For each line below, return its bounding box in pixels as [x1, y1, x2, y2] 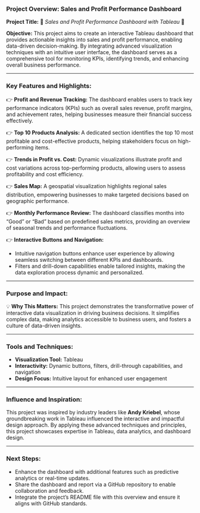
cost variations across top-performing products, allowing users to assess [6, 164, 186, 171]
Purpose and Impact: [6, 289, 68, 298]
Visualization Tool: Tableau [14, 356, 83, 363]
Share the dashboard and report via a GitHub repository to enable [14, 481, 176, 488]
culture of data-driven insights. [6, 322, 82, 329]
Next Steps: [6, 455, 41, 463]
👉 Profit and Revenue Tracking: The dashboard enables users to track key [6, 96, 192, 103]
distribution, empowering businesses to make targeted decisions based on [6, 191, 189, 198]
